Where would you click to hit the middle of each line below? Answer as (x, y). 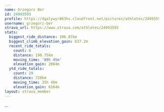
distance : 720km (30, 78)
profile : (13, 19)
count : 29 (23, 73)
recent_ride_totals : (30, 46)
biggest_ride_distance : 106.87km (43, 37)
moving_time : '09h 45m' (38, 60)
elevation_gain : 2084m (36, 64)
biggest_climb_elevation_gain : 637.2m (49, 42)
